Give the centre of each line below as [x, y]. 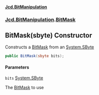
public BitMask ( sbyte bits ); [35, 56]
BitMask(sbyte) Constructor [49, 35]
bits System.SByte [24, 78]
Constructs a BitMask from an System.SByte [49, 47]
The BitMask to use [24, 88]
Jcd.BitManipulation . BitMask [40, 20]
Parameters [17, 67]
